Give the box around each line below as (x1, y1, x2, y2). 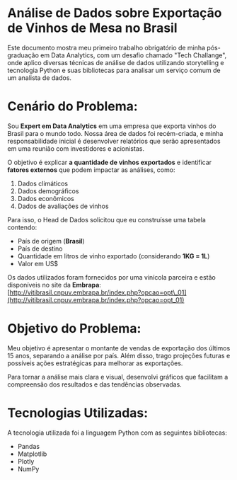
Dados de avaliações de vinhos (17, 202, 109, 210)
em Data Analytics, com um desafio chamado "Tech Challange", (40, 51, 227, 59)
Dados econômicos (17, 194, 74, 202)
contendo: (7, 223, 37, 232)
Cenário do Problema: (7, 98, 138, 115)
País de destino (17, 244, 63, 253)
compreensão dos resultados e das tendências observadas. (7, 380, 182, 389)
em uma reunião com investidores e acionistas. (7, 144, 145, 153)
